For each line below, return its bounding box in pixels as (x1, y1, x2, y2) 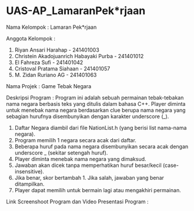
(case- (162, 162, 179, 169)
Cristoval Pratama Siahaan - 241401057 (14, 65, 111, 72)
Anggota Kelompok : (6, 35, 56, 42)
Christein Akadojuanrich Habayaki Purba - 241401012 (14, 52, 144, 59)
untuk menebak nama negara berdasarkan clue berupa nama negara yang (6, 106, 186, 113)
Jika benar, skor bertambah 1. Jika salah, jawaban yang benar (14, 174, 165, 181)
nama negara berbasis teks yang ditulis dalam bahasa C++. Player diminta (6, 100, 186, 107)
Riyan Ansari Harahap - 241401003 (14, 46, 100, 53)
